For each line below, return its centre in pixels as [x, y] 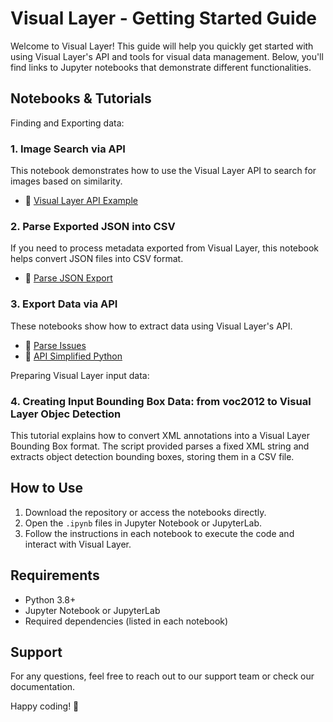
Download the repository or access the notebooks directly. [145, 512]
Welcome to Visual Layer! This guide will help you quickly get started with [162, 46]
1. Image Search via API [68, 149]
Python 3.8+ [50, 599]
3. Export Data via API [64, 304]
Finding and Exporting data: [67, 123]
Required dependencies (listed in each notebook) [126, 621]
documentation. [43, 687]
